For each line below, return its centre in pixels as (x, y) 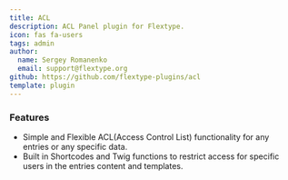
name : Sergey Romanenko (62, 60)
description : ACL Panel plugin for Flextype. (97, 26)
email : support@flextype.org (73, 69)
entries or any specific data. (75, 146)
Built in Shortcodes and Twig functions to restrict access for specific (151, 156)
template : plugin (42, 85)
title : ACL (30, 18)
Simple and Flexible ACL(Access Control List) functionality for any (146, 136)
